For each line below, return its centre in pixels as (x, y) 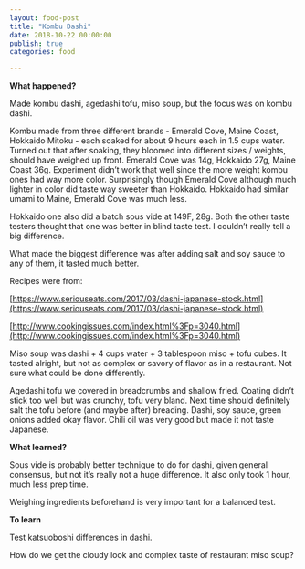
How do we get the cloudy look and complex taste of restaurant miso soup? (152, 555)
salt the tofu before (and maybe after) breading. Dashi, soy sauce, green (146, 410)
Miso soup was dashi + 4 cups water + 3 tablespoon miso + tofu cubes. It (148, 353)
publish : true (37, 43)
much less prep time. (49, 484)
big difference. (37, 236)
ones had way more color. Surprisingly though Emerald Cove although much (153, 180)
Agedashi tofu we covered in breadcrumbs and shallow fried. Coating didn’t (152, 391)
